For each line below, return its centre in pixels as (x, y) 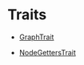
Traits (27, 15)
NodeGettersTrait (48, 52)
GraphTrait (36, 37)
